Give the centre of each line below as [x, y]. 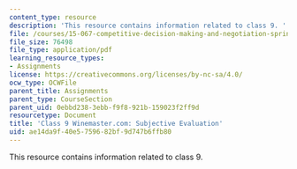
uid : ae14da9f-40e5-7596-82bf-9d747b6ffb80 [91, 132]
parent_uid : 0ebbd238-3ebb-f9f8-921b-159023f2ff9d [104, 107]
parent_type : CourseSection [61, 99]
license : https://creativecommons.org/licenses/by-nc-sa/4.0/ [126, 75]
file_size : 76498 [41, 42]
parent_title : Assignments [59, 91]
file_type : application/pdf [61, 50]
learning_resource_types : [57, 58]
